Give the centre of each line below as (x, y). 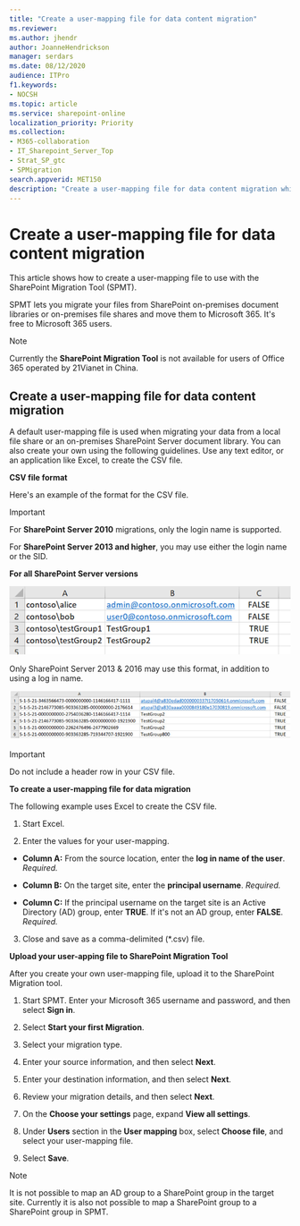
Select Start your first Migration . (83, 1027)
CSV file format (38, 478)
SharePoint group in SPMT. (59, 1212)
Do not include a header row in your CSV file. (92, 772)
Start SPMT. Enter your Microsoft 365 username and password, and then (156, 1000)
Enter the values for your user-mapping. (96, 841)
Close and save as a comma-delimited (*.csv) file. (113, 939)
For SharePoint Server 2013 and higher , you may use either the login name (148, 547)
